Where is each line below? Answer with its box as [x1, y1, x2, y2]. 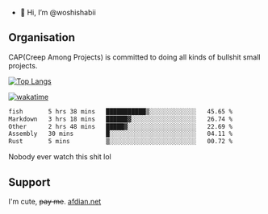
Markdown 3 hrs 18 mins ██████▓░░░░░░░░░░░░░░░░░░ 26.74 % [8, 115, 232, 123]
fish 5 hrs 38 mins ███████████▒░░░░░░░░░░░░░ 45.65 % [8, 107, 232, 116]
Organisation [8, 31, 75, 44]
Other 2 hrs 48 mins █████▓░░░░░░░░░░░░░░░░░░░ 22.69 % [8, 122, 232, 130]
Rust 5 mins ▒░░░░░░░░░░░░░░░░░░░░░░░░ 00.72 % [8, 138, 232, 146]
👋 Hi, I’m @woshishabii [19, 8, 97, 17]
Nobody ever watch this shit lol [8, 152, 111, 162]
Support [8, 175, 51, 189]
